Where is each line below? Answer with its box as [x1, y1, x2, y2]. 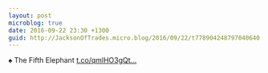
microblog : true [8, 19, 63, 27]
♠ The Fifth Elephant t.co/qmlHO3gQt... [8, 56, 137, 65]
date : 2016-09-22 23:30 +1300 [8, 26, 110, 34]
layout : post [8, 11, 52, 20]
